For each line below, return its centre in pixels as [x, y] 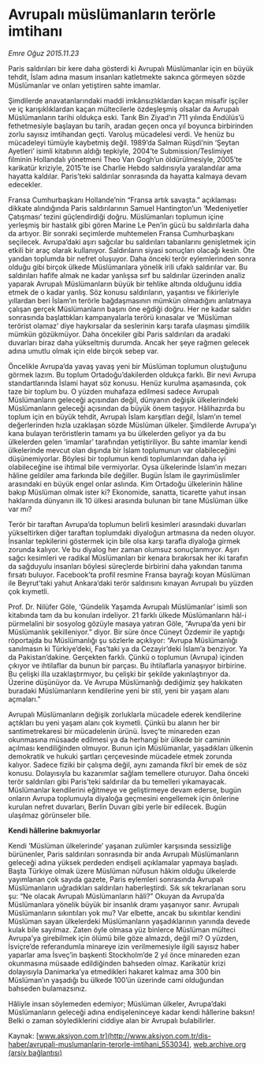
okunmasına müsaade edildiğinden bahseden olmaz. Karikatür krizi [117, 963]
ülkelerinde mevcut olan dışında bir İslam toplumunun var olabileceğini [122, 450]
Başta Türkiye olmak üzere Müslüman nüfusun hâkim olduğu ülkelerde [122, 871]
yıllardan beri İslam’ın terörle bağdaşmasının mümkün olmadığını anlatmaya [130, 300]
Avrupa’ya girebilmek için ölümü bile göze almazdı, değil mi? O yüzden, [123, 938]
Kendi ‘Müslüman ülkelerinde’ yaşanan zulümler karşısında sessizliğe [120, 845]
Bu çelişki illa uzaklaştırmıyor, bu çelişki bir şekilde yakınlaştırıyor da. [119, 674]
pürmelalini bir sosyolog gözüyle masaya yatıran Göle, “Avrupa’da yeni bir [127, 623]
